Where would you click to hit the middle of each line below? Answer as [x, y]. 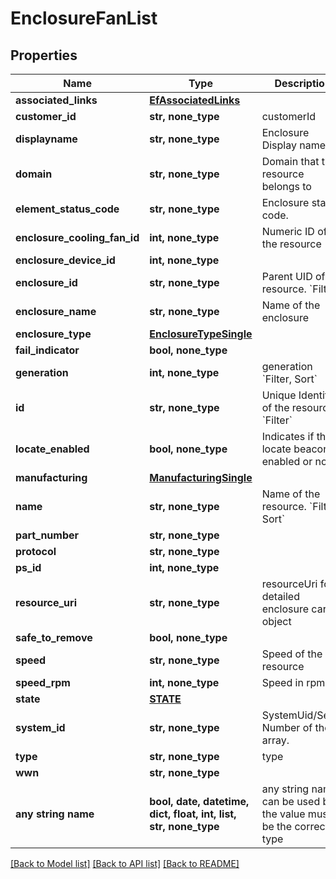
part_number [47, 535]
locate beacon [295, 449]
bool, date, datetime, [199, 801]
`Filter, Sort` [289, 379]
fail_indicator [47, 350]
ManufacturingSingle [201, 477]
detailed [280, 596]
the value [283, 814]
